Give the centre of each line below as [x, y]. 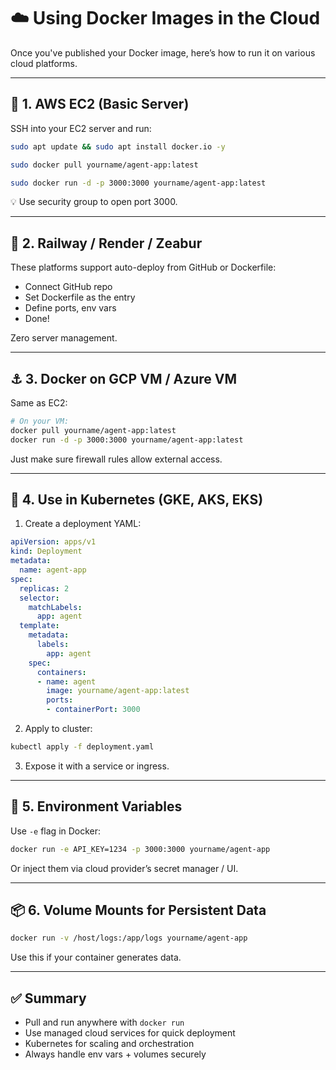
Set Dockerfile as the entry [80, 297]
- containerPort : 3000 [93, 710]
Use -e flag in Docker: [56, 831]
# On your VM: [40, 421]
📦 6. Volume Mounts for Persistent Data [138, 910]
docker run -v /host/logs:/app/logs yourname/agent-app [129, 938]
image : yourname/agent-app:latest [118, 691]
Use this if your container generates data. [96, 957]
